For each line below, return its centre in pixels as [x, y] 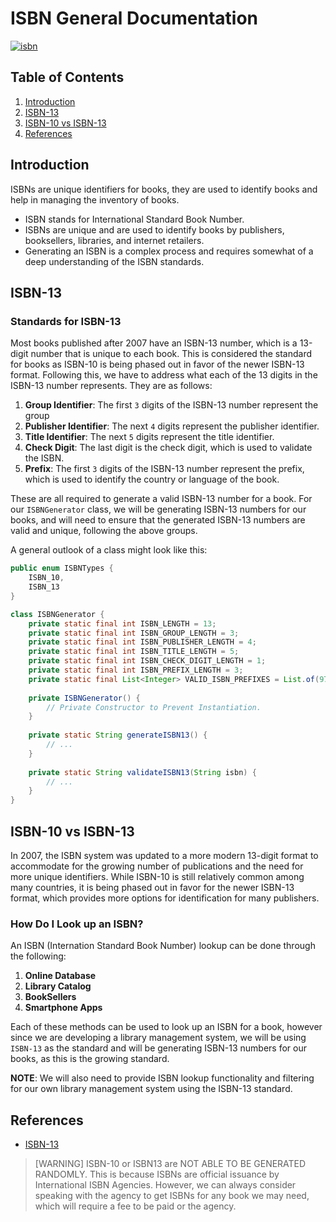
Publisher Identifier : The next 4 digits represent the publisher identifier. [172, 426]
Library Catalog [58, 986]
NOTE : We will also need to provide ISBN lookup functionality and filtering [162, 1078]
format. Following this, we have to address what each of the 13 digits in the [164, 375]
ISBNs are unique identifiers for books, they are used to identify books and [164, 189]
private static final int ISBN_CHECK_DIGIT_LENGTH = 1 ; [147, 661]
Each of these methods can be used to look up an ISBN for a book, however [166, 1027]
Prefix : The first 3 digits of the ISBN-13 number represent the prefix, [164, 469]
